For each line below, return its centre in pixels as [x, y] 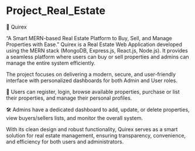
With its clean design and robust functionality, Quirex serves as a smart [92, 129]
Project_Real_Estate [56, 11]
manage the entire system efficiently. [51, 63]
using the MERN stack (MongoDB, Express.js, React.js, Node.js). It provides [97, 50]
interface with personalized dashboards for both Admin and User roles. [92, 80]
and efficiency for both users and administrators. [65, 142]
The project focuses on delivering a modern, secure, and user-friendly [91, 74]
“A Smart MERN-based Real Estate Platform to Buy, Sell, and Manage [89, 38]
